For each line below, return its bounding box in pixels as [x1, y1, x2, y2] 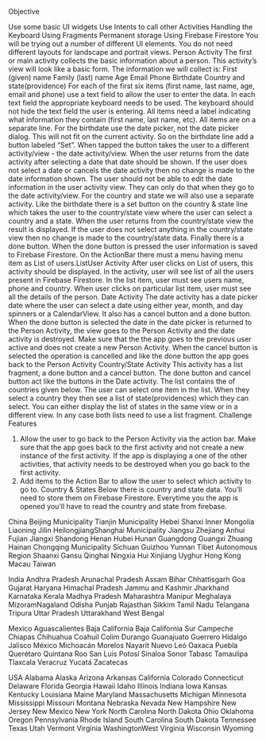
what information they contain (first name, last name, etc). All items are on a [8, 115, 256, 124]
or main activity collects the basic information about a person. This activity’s [8, 56, 257, 65]
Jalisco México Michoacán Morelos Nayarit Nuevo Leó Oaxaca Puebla [8, 641, 238, 650]
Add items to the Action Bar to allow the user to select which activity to [19, 477, 252, 485]
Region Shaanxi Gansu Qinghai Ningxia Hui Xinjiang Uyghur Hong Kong [8, 551, 241, 560]
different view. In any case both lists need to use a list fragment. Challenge [8, 411, 253, 419]
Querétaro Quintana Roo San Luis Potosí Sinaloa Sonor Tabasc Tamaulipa [8, 649, 249, 658]
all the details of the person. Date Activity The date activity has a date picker [8, 292, 258, 301]
